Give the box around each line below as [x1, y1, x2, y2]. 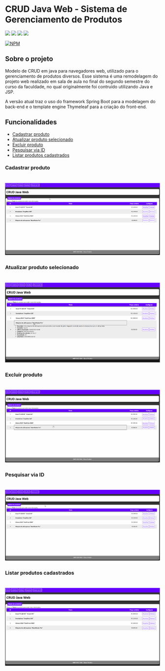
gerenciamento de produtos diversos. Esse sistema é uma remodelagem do [5, 73, 158, 79]
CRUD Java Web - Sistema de [5, 3, 128, 15]
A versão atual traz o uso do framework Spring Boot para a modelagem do [5, 98, 156, 104]
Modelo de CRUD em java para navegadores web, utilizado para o [5, 68, 138, 74]
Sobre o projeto [5, 55, 53, 63]
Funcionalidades [5, 118, 57, 126]
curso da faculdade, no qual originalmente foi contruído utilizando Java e [5, 83, 153, 89]
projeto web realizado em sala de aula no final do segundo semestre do [5, 78, 150, 84]
